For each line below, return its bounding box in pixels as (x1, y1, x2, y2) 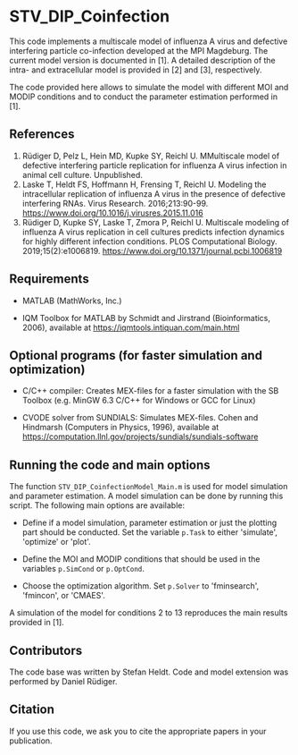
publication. (9, 735, 53, 746)
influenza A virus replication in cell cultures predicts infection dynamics (21, 226, 286, 237)
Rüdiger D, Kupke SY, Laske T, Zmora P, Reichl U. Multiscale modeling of (21, 216, 290, 227)
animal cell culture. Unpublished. (21, 169, 143, 180)
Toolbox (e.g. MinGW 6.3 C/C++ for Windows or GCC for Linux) (21, 395, 256, 406)
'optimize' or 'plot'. (21, 537, 91, 547)
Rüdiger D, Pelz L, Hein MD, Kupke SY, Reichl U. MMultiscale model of (21, 150, 280, 161)
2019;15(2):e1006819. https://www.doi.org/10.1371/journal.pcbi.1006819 (21, 245, 283, 256)
